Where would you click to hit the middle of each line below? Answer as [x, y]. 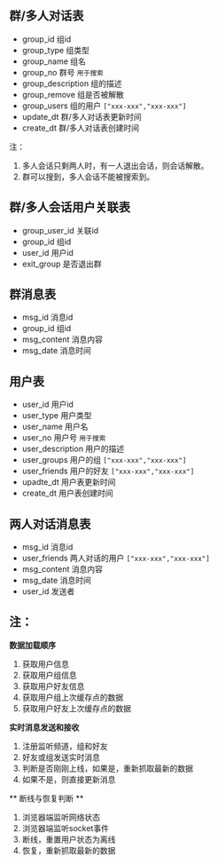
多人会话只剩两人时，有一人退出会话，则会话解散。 [115, 165]
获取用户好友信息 [53, 686]
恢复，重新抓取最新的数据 [69, 850]
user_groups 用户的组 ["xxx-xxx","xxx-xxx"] [104, 460]
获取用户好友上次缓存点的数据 [76, 708]
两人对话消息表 [50, 523]
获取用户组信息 [49, 675]
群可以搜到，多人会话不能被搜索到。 [88, 177]
